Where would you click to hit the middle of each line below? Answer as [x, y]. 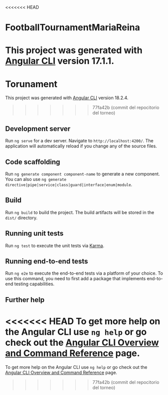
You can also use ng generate [36, 179]
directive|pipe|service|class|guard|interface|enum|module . [69, 184]
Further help [25, 300]
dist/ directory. [21, 218]
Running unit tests [34, 233]
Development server [38, 129]
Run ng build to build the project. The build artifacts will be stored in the [80, 212]
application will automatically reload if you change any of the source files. [81, 146]
